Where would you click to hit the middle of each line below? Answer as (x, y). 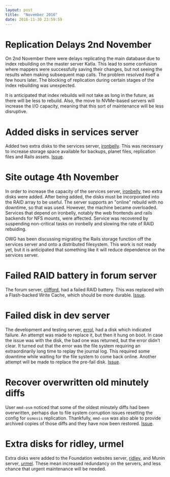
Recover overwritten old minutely (77, 382)
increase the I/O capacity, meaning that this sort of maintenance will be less (84, 106)
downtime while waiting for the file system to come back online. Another (81, 357)
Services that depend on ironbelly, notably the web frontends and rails (79, 213)
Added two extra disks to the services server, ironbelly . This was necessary (84, 146)
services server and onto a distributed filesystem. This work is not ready (81, 245)
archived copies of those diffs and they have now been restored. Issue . (79, 423)
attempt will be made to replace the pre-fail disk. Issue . (63, 362)
